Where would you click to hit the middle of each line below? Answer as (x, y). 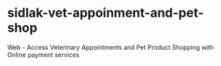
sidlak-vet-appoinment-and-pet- (106, 13)
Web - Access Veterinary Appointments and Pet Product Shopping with (111, 47)
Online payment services (43, 55)
